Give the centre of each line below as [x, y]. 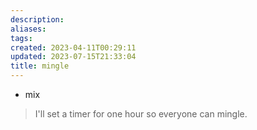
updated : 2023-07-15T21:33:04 [73, 57]
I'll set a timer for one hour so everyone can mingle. [141, 114]
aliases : [28, 29]
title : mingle [40, 66]
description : [37, 19]
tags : [21, 38]
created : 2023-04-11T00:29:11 [73, 47]
